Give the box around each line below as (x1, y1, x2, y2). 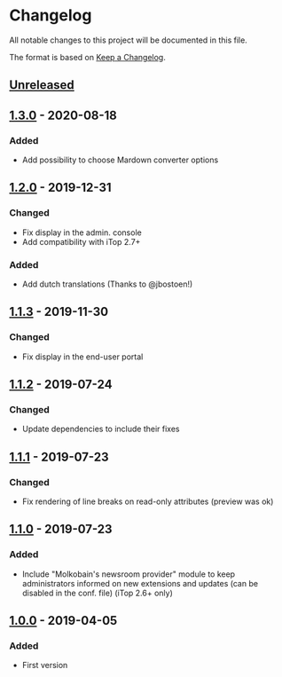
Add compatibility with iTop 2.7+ (21, 236, 141, 247)
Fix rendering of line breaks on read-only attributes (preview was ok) (21, 496, 274, 507)
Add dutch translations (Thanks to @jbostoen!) (21, 279, 193, 289)
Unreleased (9, 77, 75, 93)
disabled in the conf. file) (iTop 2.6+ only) (21, 587, 173, 598)
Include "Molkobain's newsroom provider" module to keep (21, 569, 236, 579)
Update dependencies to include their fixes (21, 423, 180, 435)
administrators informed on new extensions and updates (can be (21, 578, 259, 588)
